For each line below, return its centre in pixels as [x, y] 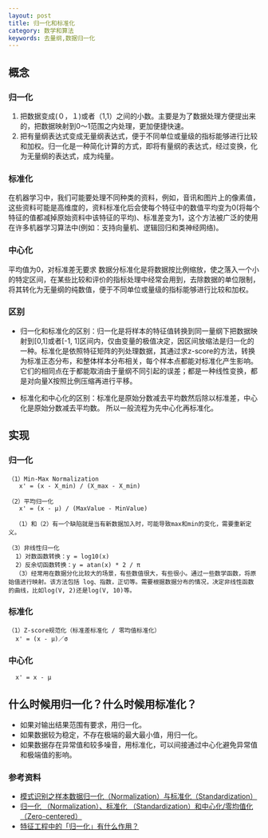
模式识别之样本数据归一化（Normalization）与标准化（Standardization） [138, 796]
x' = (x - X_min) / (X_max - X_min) [80, 486]
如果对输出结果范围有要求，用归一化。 [83, 724]
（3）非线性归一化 [34, 548]
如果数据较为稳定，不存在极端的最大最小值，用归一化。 [110, 734]
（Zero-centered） [51, 816]
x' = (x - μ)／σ [42, 639]
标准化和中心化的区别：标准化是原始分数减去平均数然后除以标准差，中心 [138, 397]
